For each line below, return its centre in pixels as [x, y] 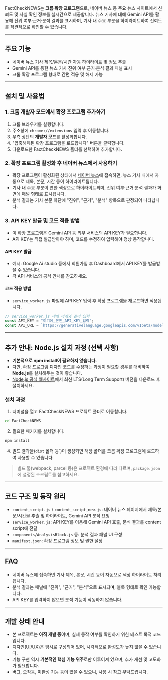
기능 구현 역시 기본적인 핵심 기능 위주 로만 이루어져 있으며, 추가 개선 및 [80, 659]
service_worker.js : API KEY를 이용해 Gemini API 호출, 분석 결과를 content [87, 522]
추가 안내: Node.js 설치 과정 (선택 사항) [62, 347]
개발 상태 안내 [25, 621]
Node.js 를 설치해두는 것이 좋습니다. [47, 373]
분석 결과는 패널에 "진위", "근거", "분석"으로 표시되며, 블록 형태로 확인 [80, 587]
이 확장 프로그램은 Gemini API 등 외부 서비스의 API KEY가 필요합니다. [80, 233]
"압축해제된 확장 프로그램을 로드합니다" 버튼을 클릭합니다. [68, 143]
